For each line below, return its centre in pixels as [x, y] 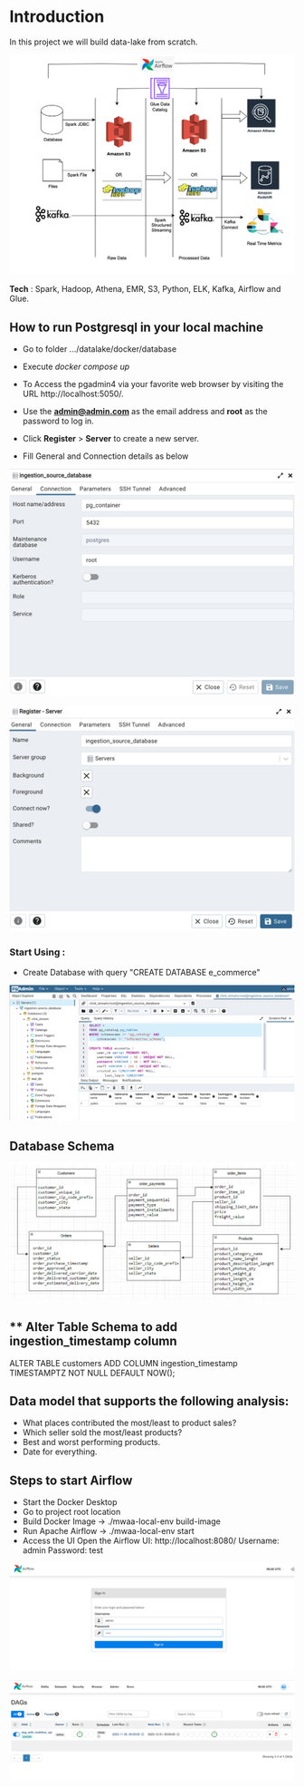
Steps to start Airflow [71, 1480]
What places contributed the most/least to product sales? [129, 1423]
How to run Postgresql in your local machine [137, 327]
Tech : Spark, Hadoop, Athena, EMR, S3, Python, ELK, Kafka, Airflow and [145, 289]
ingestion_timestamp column [94, 1341]
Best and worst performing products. [91, 1442]
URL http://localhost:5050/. [73, 394]
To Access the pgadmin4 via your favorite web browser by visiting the [153, 384]
